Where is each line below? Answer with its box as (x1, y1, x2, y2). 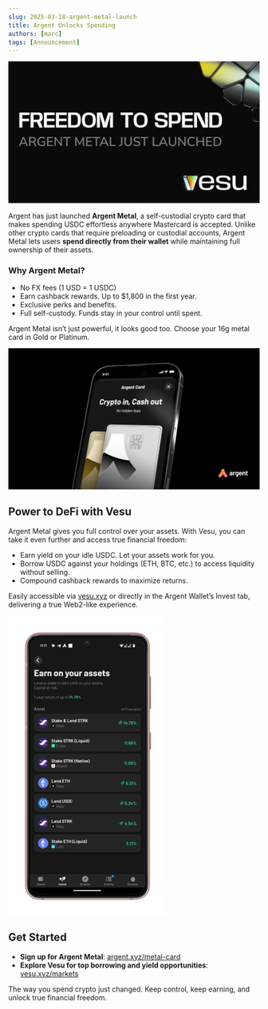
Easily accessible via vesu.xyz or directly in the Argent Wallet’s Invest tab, (8, 591, 250, 600)
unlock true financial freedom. (8, 992, 108, 1002)
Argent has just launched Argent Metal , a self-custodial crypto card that (8, 211, 246, 220)
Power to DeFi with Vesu (8, 505, 132, 519)
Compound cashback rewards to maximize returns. (19, 576, 189, 585)
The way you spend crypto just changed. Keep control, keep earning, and (8, 984, 250, 994)
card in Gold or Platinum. (8, 332, 90, 342)
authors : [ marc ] (8, 30, 62, 38)
